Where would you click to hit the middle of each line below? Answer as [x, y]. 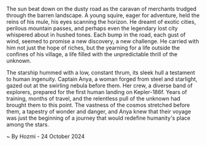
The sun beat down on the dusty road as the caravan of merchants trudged [101, 9]
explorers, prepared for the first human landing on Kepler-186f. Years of [97, 92]
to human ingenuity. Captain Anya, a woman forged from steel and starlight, [102, 79]
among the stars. [28, 124]
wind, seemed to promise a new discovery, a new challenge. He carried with [103, 41]
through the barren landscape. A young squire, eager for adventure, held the [103, 15]
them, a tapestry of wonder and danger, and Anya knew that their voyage [99, 111]
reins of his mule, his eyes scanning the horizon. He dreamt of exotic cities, [101, 22]
